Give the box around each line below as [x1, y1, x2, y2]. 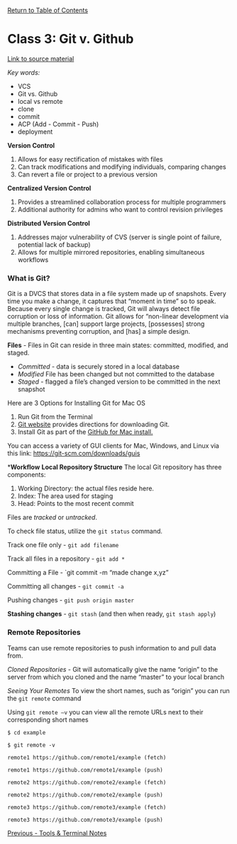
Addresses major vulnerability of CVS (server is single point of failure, [17, 233, 222, 241]
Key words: [7, 68, 40, 77]
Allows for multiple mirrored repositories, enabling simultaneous [17, 248, 205, 256]
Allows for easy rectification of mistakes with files [17, 154, 163, 163]
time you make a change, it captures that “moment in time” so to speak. [7, 297, 216, 305]
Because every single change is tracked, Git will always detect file [7, 305, 201, 313]
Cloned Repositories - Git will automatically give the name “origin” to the [7, 665, 219, 673]
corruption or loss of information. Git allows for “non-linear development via [7, 312, 229, 321]
